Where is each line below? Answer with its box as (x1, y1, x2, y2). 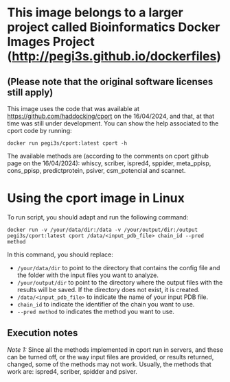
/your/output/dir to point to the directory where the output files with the (16, 278, 223, 286)
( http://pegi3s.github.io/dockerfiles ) (7, 49, 222, 64)
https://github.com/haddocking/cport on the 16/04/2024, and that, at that (7, 112, 215, 120)
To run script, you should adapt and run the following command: (7, 213, 189, 221)
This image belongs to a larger (7, 5, 183, 21)
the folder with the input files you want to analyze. (16, 271, 159, 279)
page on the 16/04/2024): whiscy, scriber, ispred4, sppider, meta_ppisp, (7, 159, 211, 167)
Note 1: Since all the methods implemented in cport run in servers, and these (7, 345, 224, 354)
